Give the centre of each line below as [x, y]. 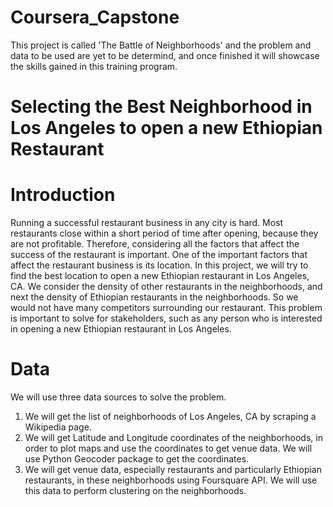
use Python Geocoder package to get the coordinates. [137, 459]
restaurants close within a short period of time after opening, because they [164, 233]
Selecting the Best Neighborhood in [161, 107]
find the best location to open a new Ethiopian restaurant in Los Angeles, [160, 276]
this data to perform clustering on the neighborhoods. [135, 490]
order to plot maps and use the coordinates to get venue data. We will [168, 448]
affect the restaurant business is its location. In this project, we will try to [159, 265]
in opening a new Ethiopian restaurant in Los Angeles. [121, 329]
